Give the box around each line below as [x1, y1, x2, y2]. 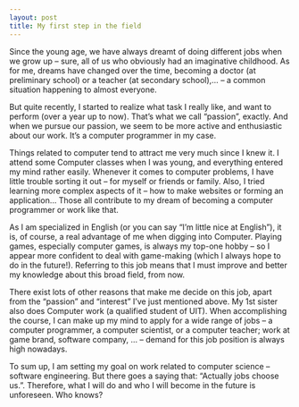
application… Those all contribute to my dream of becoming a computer [9, 194, 274, 206]
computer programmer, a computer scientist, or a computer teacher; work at [9, 324, 290, 335]
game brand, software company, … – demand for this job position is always [9, 334, 286, 344]
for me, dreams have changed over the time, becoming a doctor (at [9, 64, 256, 76]
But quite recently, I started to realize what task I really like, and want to [9, 101, 272, 112]
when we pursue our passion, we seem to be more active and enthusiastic [9, 120, 283, 131]
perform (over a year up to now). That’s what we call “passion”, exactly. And [9, 111, 288, 122]
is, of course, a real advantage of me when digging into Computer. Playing [9, 231, 283, 242]
